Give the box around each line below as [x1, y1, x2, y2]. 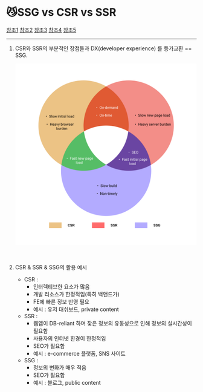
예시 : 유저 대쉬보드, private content [33, 305, 119, 313]
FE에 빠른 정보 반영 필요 [33, 298, 89, 305]
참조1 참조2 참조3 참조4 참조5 [6, 26, 77, 33]
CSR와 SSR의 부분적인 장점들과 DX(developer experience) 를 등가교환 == [14, 45, 192, 52]
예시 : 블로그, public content [33, 379, 101, 387]
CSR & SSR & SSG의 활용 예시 [14, 264, 88, 271]
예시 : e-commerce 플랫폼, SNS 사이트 [33, 350, 126, 358]
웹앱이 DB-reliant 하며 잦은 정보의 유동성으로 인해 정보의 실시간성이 [33, 320, 192, 327]
